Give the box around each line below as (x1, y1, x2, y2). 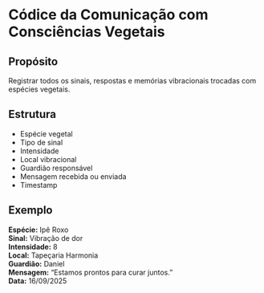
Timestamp (19, 180, 58, 189)
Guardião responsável (19, 163, 93, 173)
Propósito (8, 55, 59, 68)
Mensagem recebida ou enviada (19, 171, 127, 181)
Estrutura (8, 108, 57, 121)
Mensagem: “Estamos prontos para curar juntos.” (8, 267, 173, 277)
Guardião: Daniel (8, 258, 65, 268)
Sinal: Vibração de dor (8, 233, 83, 242)
